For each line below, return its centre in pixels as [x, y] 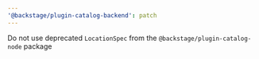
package [38, 46]
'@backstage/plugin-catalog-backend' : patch [82, 15]
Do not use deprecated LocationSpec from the [82, 38]
